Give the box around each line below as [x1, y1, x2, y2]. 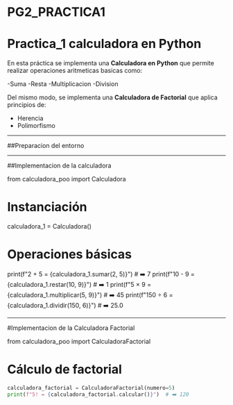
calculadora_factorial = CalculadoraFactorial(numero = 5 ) [7, 384, 175, 391]
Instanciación [7, 199, 88, 215]
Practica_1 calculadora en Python [7, 36, 202, 52]
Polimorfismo [17, 122, 55, 130]
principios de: [7, 101, 46, 109]
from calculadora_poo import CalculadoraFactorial [7, 338, 151, 345]
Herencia [17, 114, 44, 122]
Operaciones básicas [7, 247, 132, 263]
